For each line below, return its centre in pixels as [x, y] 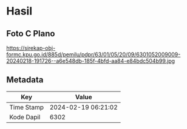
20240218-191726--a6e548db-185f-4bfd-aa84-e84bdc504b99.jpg [90, 61]
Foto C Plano [31, 34]
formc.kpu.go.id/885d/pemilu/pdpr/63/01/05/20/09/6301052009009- [93, 55]
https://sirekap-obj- [31, 48]
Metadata [25, 80]
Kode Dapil [25, 117]
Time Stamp [27, 107]
